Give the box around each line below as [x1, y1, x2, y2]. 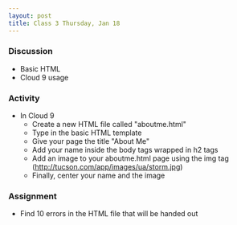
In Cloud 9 [19, 111, 55, 121]
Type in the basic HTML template [31, 128, 142, 137]
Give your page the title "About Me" [31, 137, 150, 146]
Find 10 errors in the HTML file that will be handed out [19, 209, 198, 219]
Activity [8, 92, 40, 104]
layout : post [8, 11, 52, 20]
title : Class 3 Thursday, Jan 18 [8, 19, 121, 27]
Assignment [8, 190, 58, 202]
